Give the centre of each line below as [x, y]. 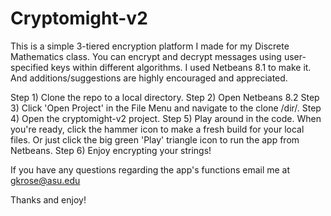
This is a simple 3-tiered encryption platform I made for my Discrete [150, 46]
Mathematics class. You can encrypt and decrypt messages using [146, 56]
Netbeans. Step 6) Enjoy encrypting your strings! [111, 150]
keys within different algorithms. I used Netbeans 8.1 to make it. [181, 67]
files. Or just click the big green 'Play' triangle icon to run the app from [155, 139]
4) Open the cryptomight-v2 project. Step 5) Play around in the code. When [166, 118]
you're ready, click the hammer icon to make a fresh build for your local [157, 129]
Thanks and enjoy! [48, 199]
